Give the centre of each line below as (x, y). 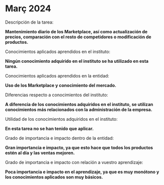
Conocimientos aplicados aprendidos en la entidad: (57, 76)
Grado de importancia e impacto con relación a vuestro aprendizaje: (74, 162)
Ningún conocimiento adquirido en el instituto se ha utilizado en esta (77, 61)
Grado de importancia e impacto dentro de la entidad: (60, 138)
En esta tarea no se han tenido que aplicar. (49, 129)
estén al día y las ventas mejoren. (40, 153)
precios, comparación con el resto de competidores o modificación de (78, 37)
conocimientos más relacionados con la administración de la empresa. (79, 109)
